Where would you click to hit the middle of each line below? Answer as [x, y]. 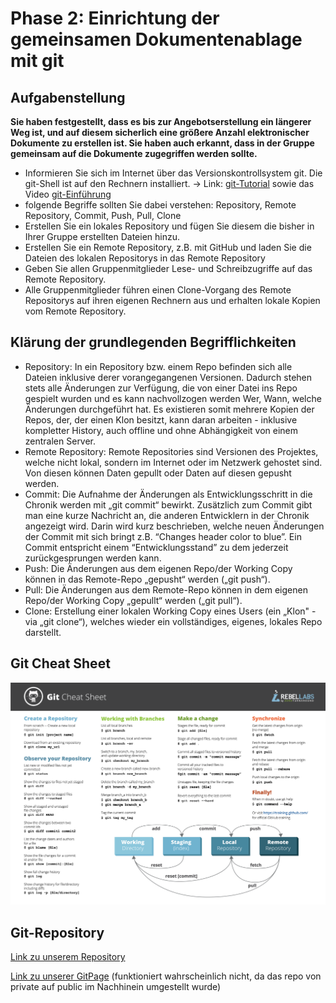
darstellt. [43, 632]
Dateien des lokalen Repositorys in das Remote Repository [145, 258]
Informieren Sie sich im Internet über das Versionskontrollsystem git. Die [173, 173]
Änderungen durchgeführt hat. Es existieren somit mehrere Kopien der [169, 409]
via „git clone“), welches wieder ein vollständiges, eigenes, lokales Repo [173, 621]
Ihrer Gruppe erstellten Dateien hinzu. [102, 236]
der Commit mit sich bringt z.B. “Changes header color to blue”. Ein [163, 536]
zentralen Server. [60, 441]
